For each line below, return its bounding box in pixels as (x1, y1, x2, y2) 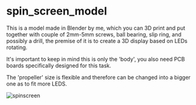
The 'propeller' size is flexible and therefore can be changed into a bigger (6, 73, 191, 81)
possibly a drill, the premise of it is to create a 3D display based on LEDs (6, 37, 187, 44)
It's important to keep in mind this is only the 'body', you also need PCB (6, 55, 185, 63)
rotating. (6, 44, 27, 51)
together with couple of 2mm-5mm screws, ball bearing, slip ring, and (6, 30, 181, 38)
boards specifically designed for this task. (6, 62, 111, 69)
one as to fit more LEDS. (6, 80, 68, 87)
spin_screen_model (6, 4, 108, 18)
